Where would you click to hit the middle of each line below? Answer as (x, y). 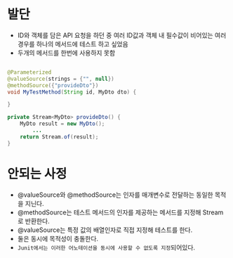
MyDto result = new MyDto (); (62, 124)
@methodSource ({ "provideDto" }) (53, 85)
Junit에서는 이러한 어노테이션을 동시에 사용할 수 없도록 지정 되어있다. (106, 247)
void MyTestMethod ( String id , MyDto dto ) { (72, 92)
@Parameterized (29, 72)
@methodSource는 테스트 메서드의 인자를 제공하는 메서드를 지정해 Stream (120, 212)
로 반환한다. (34, 221)
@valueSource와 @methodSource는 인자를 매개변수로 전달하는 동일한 (115, 195)
